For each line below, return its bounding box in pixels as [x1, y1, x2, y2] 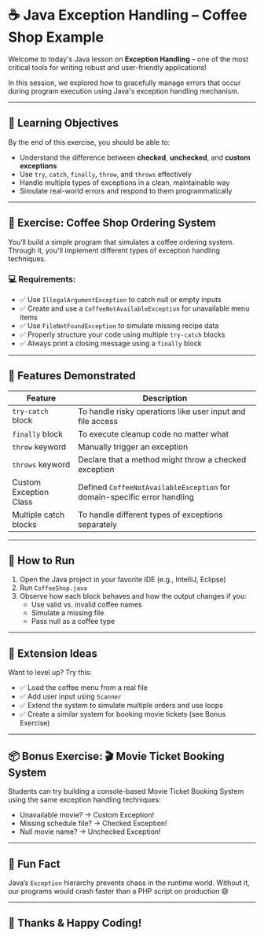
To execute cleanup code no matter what [78, 428, 229, 439]
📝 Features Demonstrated [8, 369, 136, 382]
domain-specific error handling [78, 491, 195, 502]
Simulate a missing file [31, 608, 104, 618]
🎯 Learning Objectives [8, 116, 119, 130]
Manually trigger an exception [78, 441, 189, 452]
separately [78, 518, 118, 529]
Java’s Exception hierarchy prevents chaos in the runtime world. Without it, [8, 878, 250, 887]
